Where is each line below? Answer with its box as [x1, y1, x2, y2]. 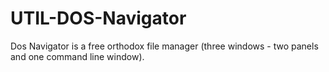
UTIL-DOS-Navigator [10, 7, 187, 30]
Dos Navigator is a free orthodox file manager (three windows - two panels [10, 40, 319, 52]
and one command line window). [10, 50, 145, 62]
